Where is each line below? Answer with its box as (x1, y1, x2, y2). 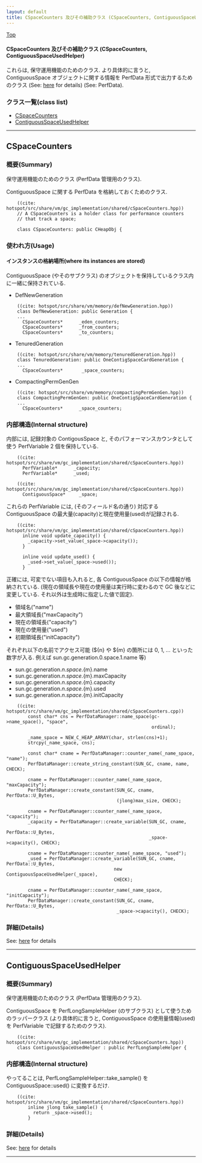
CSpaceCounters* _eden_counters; (22, 319, 120, 325)
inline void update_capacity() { (22, 533, 106, 539)
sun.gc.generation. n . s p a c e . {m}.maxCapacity (14, 672, 127, 680)
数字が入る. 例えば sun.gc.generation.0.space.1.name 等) (6, 654, 146, 661)
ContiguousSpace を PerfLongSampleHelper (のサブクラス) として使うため (6, 1007, 192, 1014)
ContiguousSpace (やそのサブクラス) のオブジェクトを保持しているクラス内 (6, 272, 194, 279)
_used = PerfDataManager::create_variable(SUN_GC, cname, (28, 856, 176, 862)
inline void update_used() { (22, 554, 96, 560)
